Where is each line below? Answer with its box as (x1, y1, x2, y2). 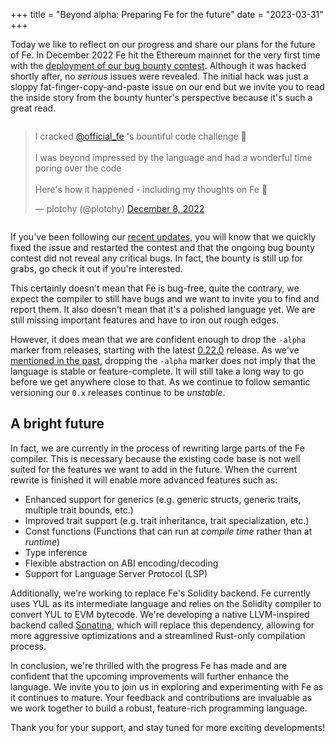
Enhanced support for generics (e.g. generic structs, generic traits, (24, 493, 302, 505)
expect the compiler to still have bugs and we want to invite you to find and (10, 293, 320, 304)
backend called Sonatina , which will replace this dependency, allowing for (10, 619, 315, 631)
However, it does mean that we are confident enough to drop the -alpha (10, 334, 307, 345)
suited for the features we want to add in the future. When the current (10, 463, 298, 475)
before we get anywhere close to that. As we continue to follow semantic (10, 376, 311, 388)
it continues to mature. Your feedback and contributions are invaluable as (10, 691, 313, 703)
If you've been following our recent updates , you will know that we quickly (10, 231, 317, 243)
